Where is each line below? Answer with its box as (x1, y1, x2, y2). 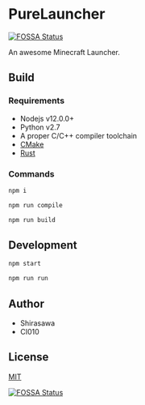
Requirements (8, 95, 65, 106)
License (8, 350, 49, 364)
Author (8, 296, 44, 310)
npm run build (8, 215, 56, 224)
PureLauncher (8, 5, 106, 23)
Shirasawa (19, 318, 56, 328)
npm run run (8, 275, 48, 283)
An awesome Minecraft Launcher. (8, 47, 121, 57)
